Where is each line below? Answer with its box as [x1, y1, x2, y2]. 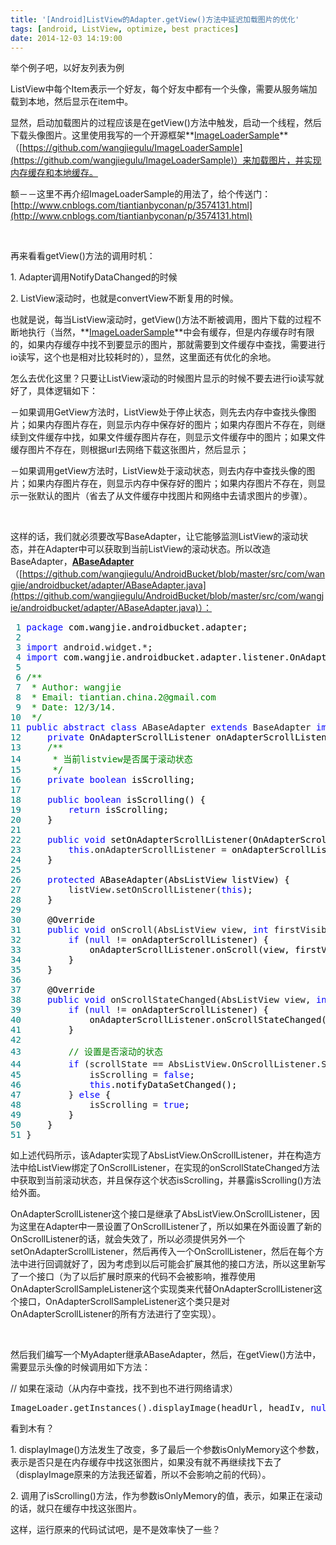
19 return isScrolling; [10, 804, 169, 816]
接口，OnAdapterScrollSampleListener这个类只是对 [18, 1296, 230, 1308]
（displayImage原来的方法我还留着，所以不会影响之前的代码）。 [10, 1469, 272, 1481]
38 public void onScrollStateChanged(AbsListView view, [10, 994, 312, 1006]
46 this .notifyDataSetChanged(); [10, 1079, 238, 1091]
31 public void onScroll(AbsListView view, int [10, 924, 270, 936]
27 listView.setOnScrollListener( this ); [10, 884, 253, 896]
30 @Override [10, 914, 95, 926]
